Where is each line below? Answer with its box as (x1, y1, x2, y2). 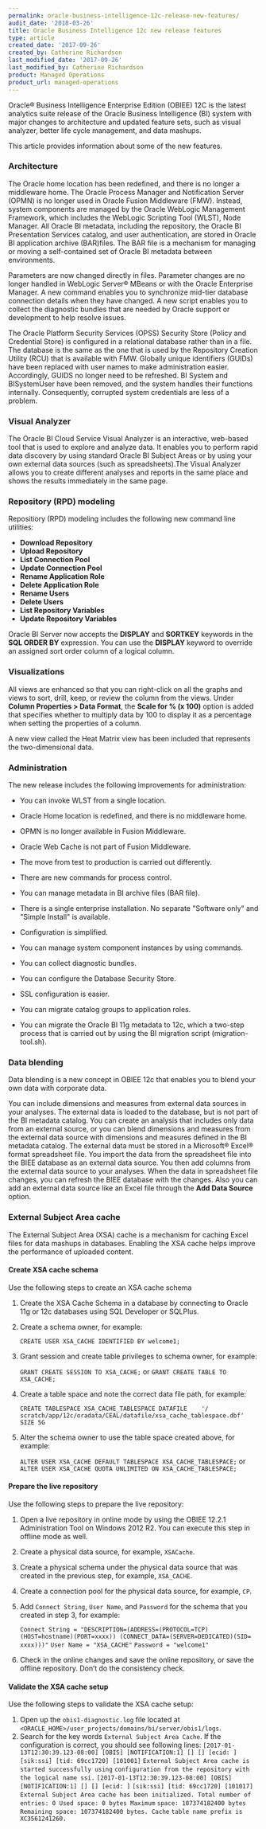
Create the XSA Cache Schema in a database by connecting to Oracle (19, 1298, 249, 1307)
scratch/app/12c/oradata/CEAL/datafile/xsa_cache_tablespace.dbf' (19, 1411, 245, 1420)
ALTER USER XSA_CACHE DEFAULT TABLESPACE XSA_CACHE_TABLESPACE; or (19, 1456, 246, 1466)
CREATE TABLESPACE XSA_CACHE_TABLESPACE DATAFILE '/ (19, 1405, 209, 1413)
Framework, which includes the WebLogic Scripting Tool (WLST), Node (8, 213, 241, 222)
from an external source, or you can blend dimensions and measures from (8, 1124, 251, 1134)
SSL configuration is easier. (19, 989, 110, 999)
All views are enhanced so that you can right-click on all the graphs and (8, 684, 243, 694)
